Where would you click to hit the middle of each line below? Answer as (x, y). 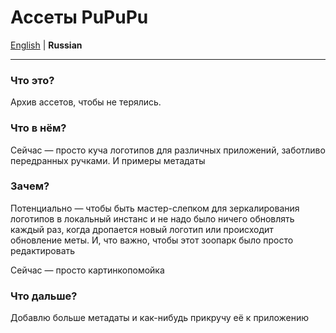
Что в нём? (38, 128)
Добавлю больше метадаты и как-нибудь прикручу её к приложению (160, 318)
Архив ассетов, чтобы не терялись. (86, 102)
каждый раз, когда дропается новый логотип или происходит (142, 229)
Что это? (32, 80)
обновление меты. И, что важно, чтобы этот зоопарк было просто (152, 240)
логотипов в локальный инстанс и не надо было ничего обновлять (152, 218)
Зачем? (30, 186)
